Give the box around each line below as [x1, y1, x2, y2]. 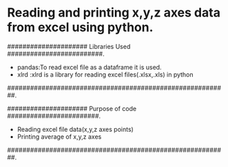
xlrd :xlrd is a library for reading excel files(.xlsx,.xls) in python [17, 70, 194, 79]
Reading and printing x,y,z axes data [7, 5, 220, 21]
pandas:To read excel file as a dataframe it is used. [17, 63, 162, 71]
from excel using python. [7, 19, 154, 35]
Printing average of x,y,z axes [17, 132, 102, 141]
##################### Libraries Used [7, 42, 131, 50]
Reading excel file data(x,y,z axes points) [17, 125, 134, 133]
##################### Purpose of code [7, 104, 136, 112]
